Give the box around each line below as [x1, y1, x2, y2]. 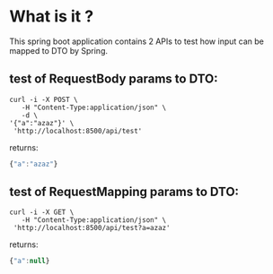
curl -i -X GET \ [9, 208, 75, 217]
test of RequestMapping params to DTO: [9, 184, 240, 200]
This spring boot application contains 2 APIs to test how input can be [9, 36, 265, 47]
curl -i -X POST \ [9, 95, 78, 104]
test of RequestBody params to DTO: [9, 72, 218, 87]
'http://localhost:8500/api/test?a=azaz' [13, 224, 171, 233]
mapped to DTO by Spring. [9, 45, 109, 56]
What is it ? [9, 6, 94, 27]
